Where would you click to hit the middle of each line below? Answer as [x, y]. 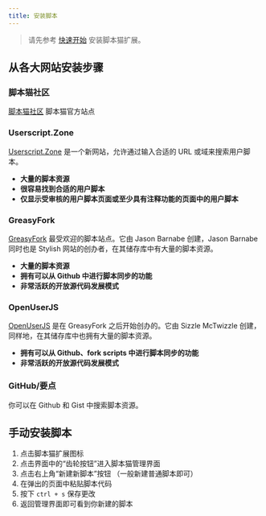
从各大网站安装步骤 [56, 68]
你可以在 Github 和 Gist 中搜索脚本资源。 [76, 405]
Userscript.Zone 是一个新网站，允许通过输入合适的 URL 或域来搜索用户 [126, 151]
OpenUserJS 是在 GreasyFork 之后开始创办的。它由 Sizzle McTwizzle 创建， [135, 326]
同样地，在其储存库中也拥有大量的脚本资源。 [82, 336]
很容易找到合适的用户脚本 [62, 188]
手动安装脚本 [40, 433]
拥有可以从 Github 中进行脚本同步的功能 [86, 275]
